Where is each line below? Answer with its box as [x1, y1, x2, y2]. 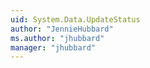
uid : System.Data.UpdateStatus [10, 14, 141, 25]
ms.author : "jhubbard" [10, 33, 105, 43]
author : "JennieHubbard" [10, 24, 114, 34]
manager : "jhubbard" [10, 42, 97, 53]
